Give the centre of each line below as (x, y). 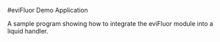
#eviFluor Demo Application (48, 10)
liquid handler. (28, 31)
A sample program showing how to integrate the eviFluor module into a (110, 23)
